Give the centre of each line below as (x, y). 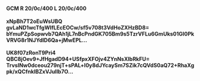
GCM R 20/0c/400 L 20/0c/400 (46, 8)
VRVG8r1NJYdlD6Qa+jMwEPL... (47, 40)
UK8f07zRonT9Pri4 (31, 53)
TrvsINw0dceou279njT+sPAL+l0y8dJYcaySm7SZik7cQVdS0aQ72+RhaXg (100, 66)
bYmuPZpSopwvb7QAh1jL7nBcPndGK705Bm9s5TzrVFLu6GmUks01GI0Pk (100, 34)
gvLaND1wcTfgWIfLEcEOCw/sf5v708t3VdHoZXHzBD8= (78, 28)
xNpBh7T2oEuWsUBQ (34, 21)
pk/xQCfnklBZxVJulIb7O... (40, 72)
